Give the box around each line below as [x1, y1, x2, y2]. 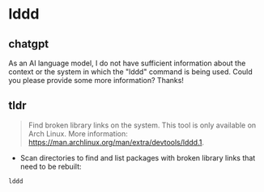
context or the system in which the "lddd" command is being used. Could [8, 67, 253, 77]
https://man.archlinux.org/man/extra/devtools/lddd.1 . [28, 137, 205, 147]
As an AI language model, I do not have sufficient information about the [8, 58, 246, 68]
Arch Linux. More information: [28, 128, 128, 138]
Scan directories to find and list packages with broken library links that [19, 152, 256, 162]
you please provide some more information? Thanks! [8, 76, 185, 85]
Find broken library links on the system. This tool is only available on [28, 120, 257, 130]
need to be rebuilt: [19, 161, 82, 171]
